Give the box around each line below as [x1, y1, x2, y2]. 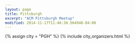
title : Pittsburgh [5, 11, 42, 16]
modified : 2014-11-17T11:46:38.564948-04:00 [5, 20, 96, 25]
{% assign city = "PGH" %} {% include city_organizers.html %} [5, 33, 131, 39]
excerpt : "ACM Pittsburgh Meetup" [5, 16, 75, 21]
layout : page [5, 7, 31, 12]
